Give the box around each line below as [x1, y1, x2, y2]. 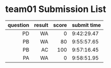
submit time [71, 21, 101, 28]
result [34, 21, 48, 28]
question [7, 21, 29, 28]
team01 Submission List [5, 3, 106, 15]
